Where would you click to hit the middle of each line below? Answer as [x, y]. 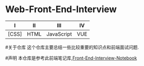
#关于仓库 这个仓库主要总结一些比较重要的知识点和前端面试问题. [72, 47]
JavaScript [59, 34]
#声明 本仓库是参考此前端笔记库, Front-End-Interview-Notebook [71, 58]
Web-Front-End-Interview [61, 9]
